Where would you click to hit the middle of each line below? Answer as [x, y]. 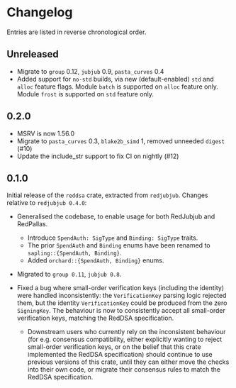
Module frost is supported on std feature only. [85, 94]
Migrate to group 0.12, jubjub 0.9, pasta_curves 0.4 [90, 71]
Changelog [40, 12]
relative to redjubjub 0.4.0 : [47, 203]
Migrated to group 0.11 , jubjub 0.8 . [69, 275]
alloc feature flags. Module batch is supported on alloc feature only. [118, 87]
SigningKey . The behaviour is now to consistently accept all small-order [121, 311]
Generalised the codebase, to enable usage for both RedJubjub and [116, 216]
